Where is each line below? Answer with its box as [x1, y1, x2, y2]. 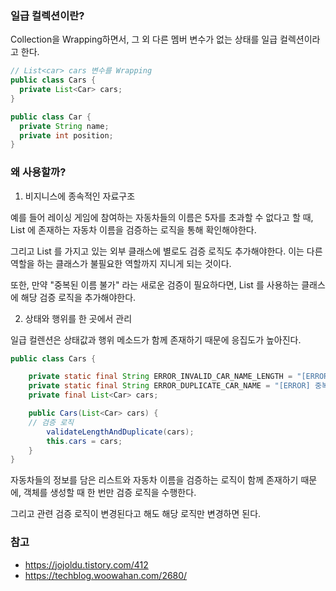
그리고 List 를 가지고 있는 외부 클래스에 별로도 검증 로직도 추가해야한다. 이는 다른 [10, 245, 323, 257]
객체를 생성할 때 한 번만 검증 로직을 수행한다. [23, 487, 197, 499]
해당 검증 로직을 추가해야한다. [20, 291, 137, 303]
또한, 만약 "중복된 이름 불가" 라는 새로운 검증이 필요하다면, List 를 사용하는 [10, 278, 300, 291]
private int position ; [19, 130, 114, 141]
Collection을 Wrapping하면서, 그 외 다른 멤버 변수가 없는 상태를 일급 [10, 33, 278, 46]
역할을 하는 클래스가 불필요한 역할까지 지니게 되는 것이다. [10, 257, 232, 269]
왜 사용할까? [10, 165, 67, 179]
